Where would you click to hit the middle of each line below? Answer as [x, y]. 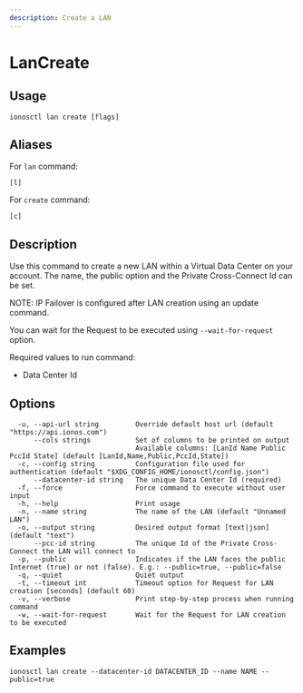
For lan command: [44, 166]
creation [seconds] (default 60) [73, 591]
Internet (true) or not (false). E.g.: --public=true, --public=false [146, 568]
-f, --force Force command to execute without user [151, 488]
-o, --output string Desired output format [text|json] [144, 528]
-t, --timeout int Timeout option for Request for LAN [146, 583]
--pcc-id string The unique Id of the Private [141, 544]
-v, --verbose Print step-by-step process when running [156, 600]
